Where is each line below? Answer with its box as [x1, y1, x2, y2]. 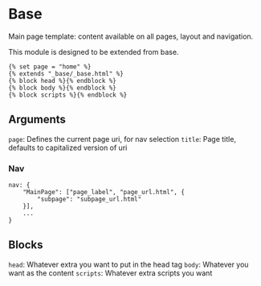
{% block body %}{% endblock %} [8, 84, 116, 92]
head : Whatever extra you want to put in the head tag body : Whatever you [8, 259, 249, 269]
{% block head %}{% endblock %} [8, 77, 116, 85]
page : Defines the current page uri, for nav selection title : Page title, [8, 134, 237, 143]
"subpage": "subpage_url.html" [37, 195, 142, 204]
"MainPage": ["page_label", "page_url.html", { [22, 189, 185, 197]
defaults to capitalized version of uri [8, 143, 128, 152]
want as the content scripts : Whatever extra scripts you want [8, 267, 213, 278]
